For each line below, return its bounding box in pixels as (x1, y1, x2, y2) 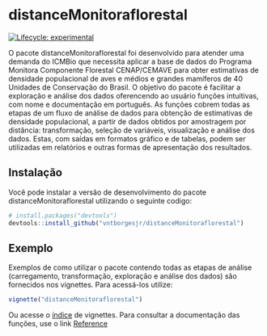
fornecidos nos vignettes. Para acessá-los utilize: (8, 280, 173, 290)
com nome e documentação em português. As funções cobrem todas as (8, 99, 251, 109)
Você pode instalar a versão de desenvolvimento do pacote (8, 187, 207, 197)
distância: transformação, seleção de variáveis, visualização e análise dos (8, 125, 255, 135)
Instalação (8, 166, 63, 179)
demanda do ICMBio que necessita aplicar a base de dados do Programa (8, 57, 252, 66)
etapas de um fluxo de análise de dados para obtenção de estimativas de (8, 107, 253, 118)
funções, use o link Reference (8, 319, 108, 329)
